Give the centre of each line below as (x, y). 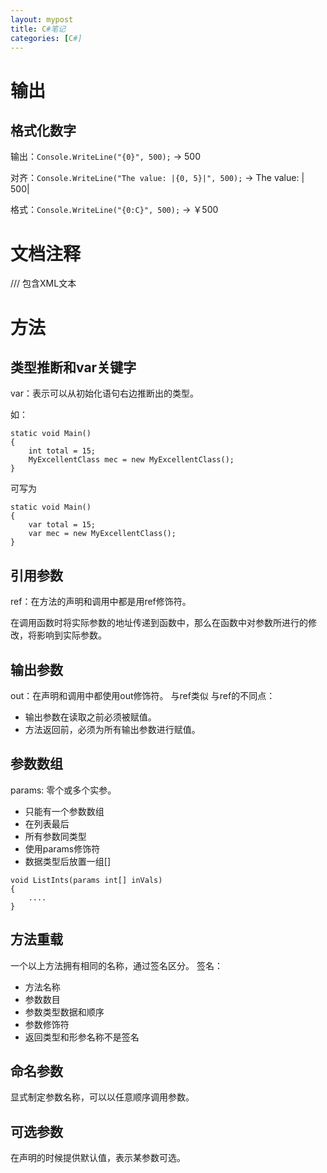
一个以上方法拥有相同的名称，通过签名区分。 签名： (116, 965)
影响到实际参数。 (71, 635)
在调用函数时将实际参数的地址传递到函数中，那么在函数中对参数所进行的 (159, 623)
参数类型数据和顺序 (64, 1012)
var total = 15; (62, 525)
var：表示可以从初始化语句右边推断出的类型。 (104, 393)
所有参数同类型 (55, 836)
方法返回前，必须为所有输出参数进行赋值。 (112, 729)
